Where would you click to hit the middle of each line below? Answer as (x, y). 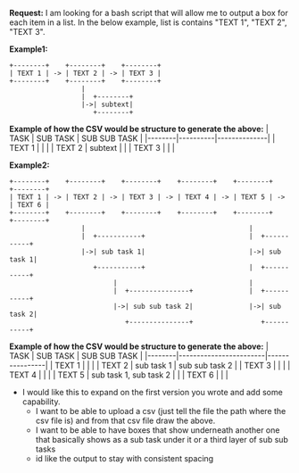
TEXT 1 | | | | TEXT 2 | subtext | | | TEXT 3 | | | (92, 148)
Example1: (29, 49)
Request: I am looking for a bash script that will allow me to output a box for (149, 13)
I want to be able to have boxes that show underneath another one (158, 430)
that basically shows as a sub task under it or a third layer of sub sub (162, 440)
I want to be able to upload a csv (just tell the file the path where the (161, 411)
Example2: (29, 165)
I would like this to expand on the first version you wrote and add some (152, 392)
